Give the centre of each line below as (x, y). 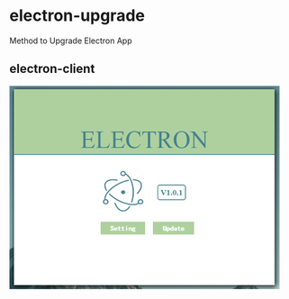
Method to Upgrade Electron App (71, 41)
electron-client (52, 69)
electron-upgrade (77, 16)
